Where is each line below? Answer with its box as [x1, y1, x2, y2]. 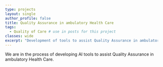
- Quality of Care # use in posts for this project [9, 29, 116, 34]
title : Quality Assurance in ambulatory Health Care [5, 20, 114, 25]
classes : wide [5, 34, 34, 39]
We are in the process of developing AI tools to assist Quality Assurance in [5, 51, 154, 57]
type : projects [5, 7, 36, 12]
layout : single [5, 11, 36, 16]
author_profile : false [5, 16, 51, 21]
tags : [5, 25, 16, 30]
